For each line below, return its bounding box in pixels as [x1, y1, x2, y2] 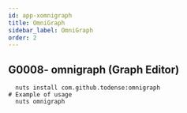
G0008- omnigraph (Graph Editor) [8, 62, 180, 76]
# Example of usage [8, 91, 73, 99]
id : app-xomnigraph [8, 11, 73, 20]
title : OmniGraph [8, 19, 65, 27]
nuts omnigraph [15, 98, 65, 106]
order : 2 [8, 33, 37, 42]
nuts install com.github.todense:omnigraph [15, 84, 160, 92]
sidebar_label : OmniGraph [8, 26, 93, 34]
